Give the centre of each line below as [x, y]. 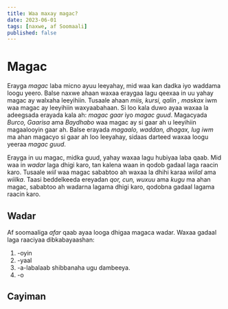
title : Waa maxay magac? [43, 13]
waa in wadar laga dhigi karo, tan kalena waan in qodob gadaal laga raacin [113, 165]
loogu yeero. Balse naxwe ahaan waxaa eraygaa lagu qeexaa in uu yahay [111, 93]
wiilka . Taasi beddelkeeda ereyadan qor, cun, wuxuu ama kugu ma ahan [109, 180]
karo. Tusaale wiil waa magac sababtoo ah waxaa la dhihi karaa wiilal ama [112, 172]
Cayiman [27, 297]
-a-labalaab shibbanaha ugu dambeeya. [73, 268]
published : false [32, 33]
